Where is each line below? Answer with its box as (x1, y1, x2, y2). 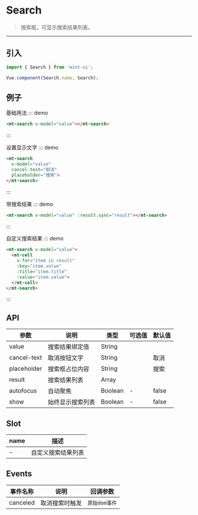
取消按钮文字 (48, 354, 84, 362)
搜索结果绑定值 (48, 343, 90, 351)
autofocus (9, 387, 37, 395)
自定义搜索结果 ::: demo (6, 235, 64, 242)
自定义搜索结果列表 (31, 448, 84, 457)
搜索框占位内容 (48, 365, 90, 373)
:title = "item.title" (16, 269, 67, 275)
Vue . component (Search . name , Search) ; (6, 75, 99, 81)
